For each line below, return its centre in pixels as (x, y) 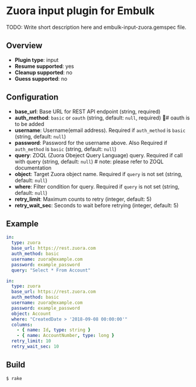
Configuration (32, 97)
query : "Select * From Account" (51, 270)
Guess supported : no (41, 78)
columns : (22, 325)
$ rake (14, 378)
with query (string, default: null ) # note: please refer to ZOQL (89, 161)
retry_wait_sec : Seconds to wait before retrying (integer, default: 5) (97, 205)
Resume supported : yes (44, 66)
